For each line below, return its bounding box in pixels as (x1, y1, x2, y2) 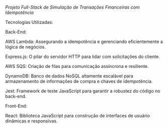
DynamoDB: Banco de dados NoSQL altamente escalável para (5, 73, 134, 79)
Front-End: (5, 103, 28, 109)
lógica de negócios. (5, 44, 46, 49)
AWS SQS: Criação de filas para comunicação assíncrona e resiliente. (5, 63, 149, 69)
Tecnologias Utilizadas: (5, 19, 54, 25)
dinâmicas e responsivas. (5, 118, 58, 124)
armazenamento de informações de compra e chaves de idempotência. (5, 78, 153, 84)
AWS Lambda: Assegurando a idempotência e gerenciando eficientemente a (5, 38, 163, 44)
